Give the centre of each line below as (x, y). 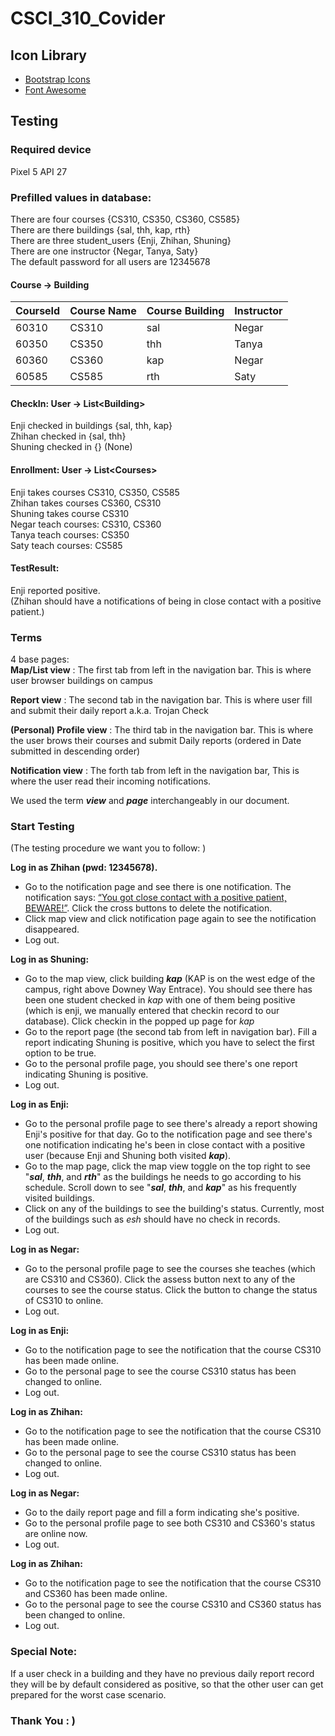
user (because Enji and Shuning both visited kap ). (128, 1156)
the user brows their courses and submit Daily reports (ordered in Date (156, 741)
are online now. (56, 1534)
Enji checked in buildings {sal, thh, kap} (91, 426)
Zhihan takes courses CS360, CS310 (86, 503)
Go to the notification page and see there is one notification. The (158, 887)
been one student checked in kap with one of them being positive (160, 1000)
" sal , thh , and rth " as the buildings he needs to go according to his (163, 1177)
